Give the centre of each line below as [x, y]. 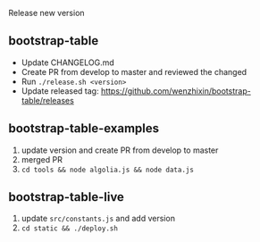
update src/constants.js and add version [98, 219]
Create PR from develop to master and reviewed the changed [134, 71]
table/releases [48, 100]
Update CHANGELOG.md [68, 63]
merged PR [42, 159]
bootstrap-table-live [66, 197]
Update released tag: [60, 91]
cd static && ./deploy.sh [69, 229]
